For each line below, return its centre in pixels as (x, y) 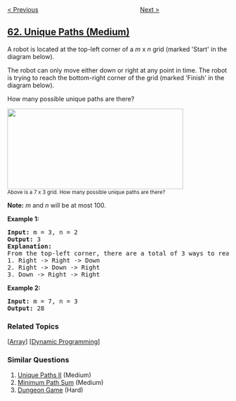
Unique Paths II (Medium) (54, 375)
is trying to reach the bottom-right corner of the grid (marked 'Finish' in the (116, 77)
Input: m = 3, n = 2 (43, 232)
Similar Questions (38, 360)
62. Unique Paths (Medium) (68, 32)
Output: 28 (26, 308)
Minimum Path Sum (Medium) (60, 383)
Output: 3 (24, 239)
